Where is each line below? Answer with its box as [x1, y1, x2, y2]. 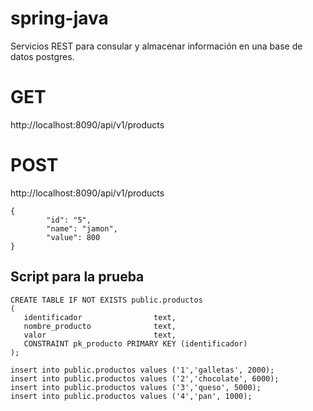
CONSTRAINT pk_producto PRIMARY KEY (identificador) [23, 338, 248, 349]
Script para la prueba [10, 268, 145, 286]
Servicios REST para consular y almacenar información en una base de [10, 40, 303, 52]
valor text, [23, 330, 177, 340]
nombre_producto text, [23, 321, 177, 331]
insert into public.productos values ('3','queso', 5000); [10, 382, 262, 392]
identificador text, [23, 312, 177, 322]
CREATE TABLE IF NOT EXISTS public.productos [10, 295, 203, 305]
